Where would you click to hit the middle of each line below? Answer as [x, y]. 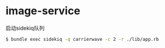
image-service [43, 11]
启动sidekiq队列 [25, 28]
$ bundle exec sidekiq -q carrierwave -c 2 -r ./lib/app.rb [82, 39]
